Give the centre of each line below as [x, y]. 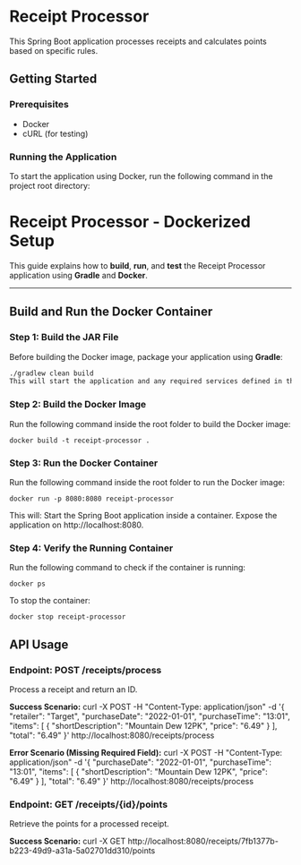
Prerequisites [39, 105]
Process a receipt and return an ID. [73, 689]
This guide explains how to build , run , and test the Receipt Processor [138, 265]
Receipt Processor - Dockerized [130, 222]
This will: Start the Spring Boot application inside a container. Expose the [143, 515]
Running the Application [63, 157]
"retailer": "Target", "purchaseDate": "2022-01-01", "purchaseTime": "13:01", [150, 716]
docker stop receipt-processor [68, 617]
